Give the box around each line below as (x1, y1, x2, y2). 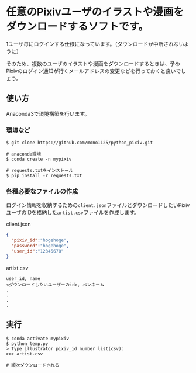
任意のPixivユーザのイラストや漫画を (6, 5, 184, 19)
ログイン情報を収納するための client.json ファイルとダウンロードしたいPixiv (6, 202, 190, 209)
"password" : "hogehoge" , (11, 243, 69, 249)
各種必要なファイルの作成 (6, 187, 78, 195)
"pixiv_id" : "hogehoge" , (11, 237, 69, 243)
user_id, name (6, 275, 41, 281)
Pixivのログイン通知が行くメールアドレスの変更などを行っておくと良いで (6, 67, 181, 74)
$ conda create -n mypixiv (6, 156, 72, 163)
